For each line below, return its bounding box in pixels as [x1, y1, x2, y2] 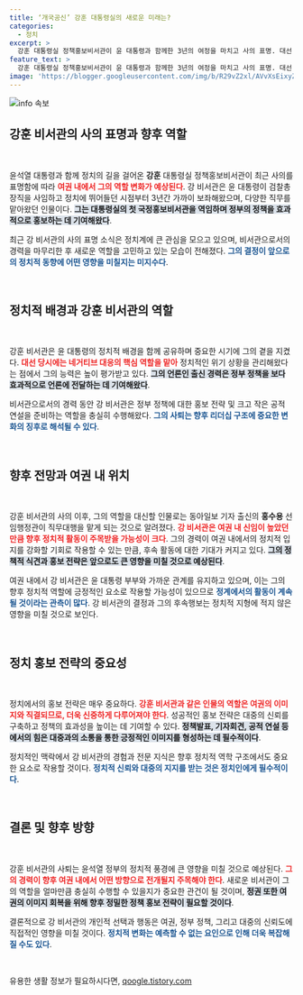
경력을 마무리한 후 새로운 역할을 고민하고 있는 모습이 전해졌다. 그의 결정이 [9, 245, 266, 256]
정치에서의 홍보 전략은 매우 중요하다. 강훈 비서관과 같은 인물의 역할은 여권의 [9, 698, 272, 708]
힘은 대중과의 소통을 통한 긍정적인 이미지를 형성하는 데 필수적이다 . [32, 732, 262, 743]
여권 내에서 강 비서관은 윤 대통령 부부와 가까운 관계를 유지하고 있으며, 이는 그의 [9, 575, 286, 586]
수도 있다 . [18, 938, 52, 949]
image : [9, 72, 34, 81]
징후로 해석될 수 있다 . [25, 421, 99, 433]
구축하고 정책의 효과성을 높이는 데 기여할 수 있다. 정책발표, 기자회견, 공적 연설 [9, 721, 280, 731]
